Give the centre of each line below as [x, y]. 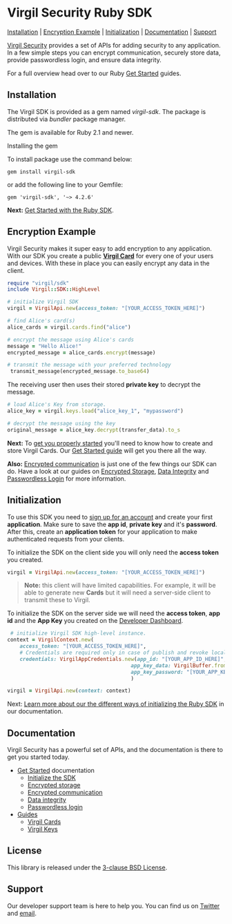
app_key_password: [157, 672]
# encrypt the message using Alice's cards [71, 340]
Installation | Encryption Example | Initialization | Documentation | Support [112, 32]
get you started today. [39, 757]
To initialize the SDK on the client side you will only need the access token [113, 552]
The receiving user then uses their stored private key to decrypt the [104, 385]
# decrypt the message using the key [61, 423]
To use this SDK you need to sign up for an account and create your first [110, 517]
